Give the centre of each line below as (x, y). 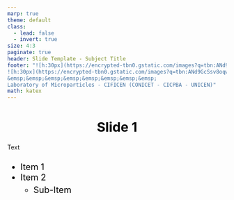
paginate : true (29, 53)
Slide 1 (117, 127)
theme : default (29, 20)
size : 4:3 (22, 46)
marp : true (23, 14)
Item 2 (33, 177)
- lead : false (34, 33)
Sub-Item (53, 190)
